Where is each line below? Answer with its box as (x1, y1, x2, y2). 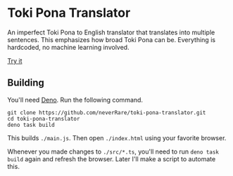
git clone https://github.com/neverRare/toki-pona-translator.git (7, 109, 206, 116)
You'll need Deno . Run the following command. (7, 95, 143, 104)
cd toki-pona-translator (7, 115, 80, 122)
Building (7, 77, 44, 89)
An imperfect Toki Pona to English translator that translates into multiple (7, 28, 215, 36)
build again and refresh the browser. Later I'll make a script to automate (7, 154, 216, 163)
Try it (7, 56, 23, 65)
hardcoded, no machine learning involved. (7, 43, 130, 51)
